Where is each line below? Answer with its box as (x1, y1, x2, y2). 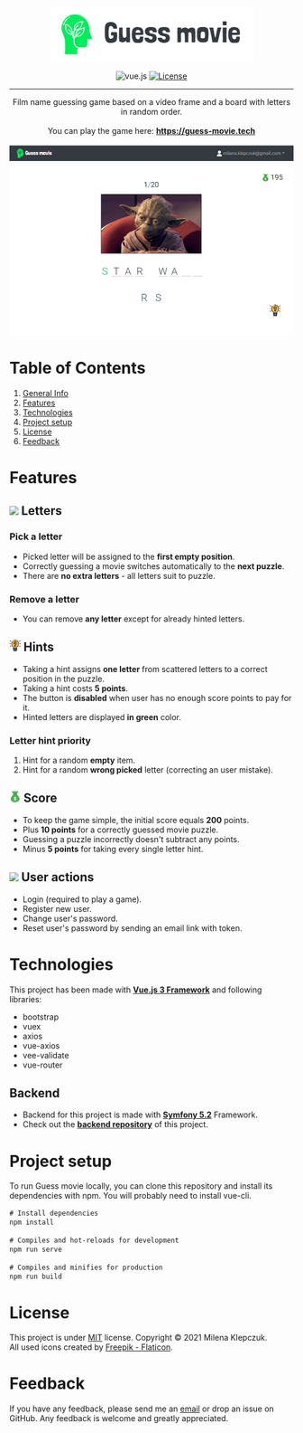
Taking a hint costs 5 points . (22, 682, 129, 694)
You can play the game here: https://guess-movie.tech (48, 126, 255, 136)
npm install (9, 1218, 54, 1228)
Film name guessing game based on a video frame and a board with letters (12, 97, 291, 107)
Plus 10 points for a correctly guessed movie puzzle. (22, 824, 219, 835)
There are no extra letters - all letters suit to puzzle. (22, 570, 216, 581)
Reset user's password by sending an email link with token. (22, 922, 243, 934)
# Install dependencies (9, 1209, 99, 1219)
